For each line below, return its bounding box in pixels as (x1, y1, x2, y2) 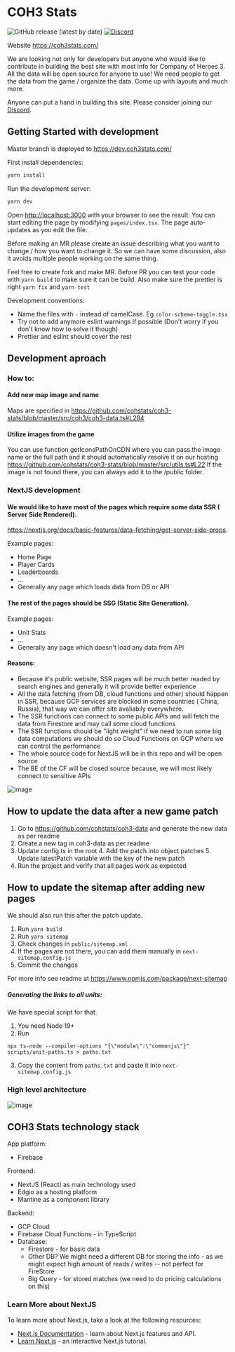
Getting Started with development (7, 126, 159, 138)
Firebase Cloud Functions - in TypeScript (17, 1230, 137, 1238)
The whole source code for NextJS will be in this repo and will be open (17, 749, 222, 758)
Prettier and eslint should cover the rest (17, 332, 132, 340)
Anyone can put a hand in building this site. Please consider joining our (7, 98, 213, 106)
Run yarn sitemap (17, 932, 69, 941)
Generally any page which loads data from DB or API (17, 583, 170, 591)
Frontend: (7, 1167, 36, 1175)
